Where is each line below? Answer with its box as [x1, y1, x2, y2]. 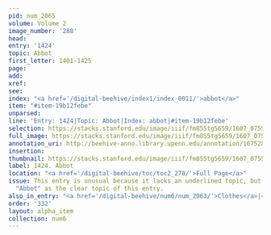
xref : [8, 79, 27, 87]
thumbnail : [8, 154, 45, 162]
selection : [8, 124, 45, 132]
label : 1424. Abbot [8, 162, 74, 170]
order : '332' [8, 199, 52, 208]
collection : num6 [8, 215, 67, 223]
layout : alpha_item [8, 207, 74, 215]
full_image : [8, 132, 48, 140]
